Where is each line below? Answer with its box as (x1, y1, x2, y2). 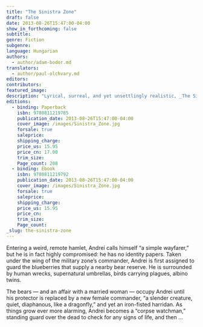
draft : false (6, 14, 39, 21)
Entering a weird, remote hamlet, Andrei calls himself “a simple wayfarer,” (6, 244, 189, 251)
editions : (6, 98, 31, 104)
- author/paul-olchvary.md (11, 71, 80, 77)
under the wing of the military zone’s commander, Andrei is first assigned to (6, 257, 195, 264)
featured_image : (6, 87, 47, 94)
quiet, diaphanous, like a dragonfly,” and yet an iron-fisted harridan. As (6, 300, 182, 308)
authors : (6, 54, 28, 60)
